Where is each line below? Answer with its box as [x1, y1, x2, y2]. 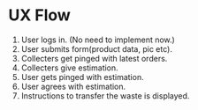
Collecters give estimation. [20, 62, 118, 73]
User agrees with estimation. [20, 81, 126, 92]
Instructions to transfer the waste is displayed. [20, 90, 190, 101]
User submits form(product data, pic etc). [20, 43, 173, 54]
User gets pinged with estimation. [20, 71, 144, 82]
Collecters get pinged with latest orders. [20, 53, 168, 63]
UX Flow [8, 5, 72, 26]
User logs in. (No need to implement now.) [20, 34, 176, 45]
